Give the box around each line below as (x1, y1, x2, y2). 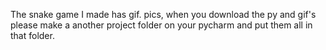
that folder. (10, 30, 55, 41)
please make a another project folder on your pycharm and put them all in (10, 19, 313, 31)
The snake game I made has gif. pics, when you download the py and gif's (10, 9, 317, 20)
